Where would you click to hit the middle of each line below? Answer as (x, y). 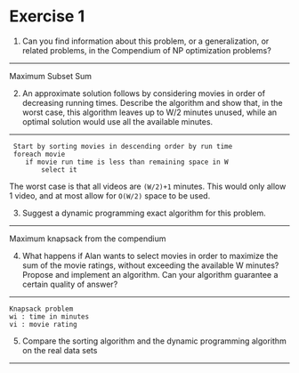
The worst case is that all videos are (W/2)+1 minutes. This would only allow (148, 186)
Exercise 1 (47, 16)
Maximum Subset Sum (50, 76)
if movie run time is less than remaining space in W (127, 162)
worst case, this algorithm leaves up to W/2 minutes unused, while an (149, 112)
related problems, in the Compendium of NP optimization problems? (146, 50)
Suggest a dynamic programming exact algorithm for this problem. (144, 213)
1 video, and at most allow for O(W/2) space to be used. (110, 195)
